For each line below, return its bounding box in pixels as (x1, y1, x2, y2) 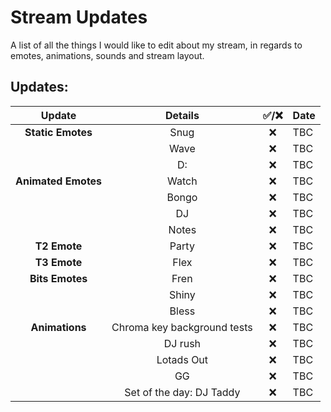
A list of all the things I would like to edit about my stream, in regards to (10, 39, 303, 51)
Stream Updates (10, 6, 148, 29)
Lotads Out (156, 352, 209, 366)
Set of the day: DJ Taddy (124, 385, 241, 399)
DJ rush (163, 336, 202, 350)
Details (164, 108, 200, 122)
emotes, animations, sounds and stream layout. (10, 49, 205, 61)
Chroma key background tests (111, 320, 253, 334)
